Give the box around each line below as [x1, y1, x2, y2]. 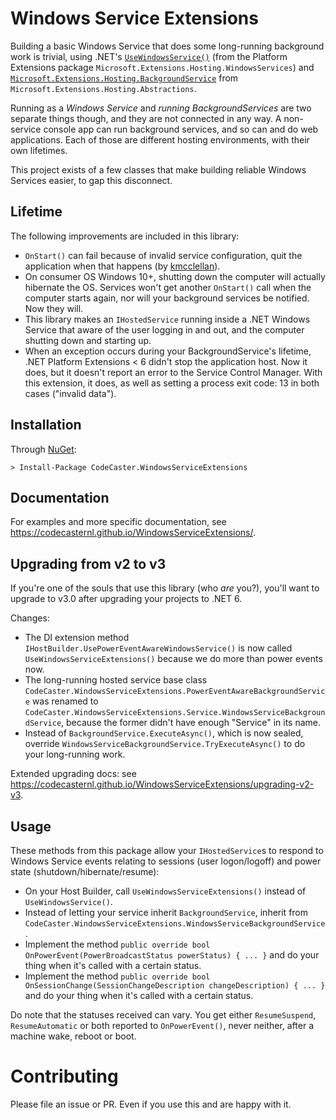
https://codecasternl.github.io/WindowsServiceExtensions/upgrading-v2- [10, 778, 315, 791]
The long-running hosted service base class [24, 674, 208, 686]
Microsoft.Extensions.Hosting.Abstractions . [10, 82, 197, 94]
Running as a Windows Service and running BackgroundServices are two [10, 102, 312, 114]
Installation [10, 417, 82, 434]
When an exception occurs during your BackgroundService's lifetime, [24, 345, 312, 357]
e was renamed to [24, 695, 99, 707]
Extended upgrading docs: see [10, 768, 137, 780]
